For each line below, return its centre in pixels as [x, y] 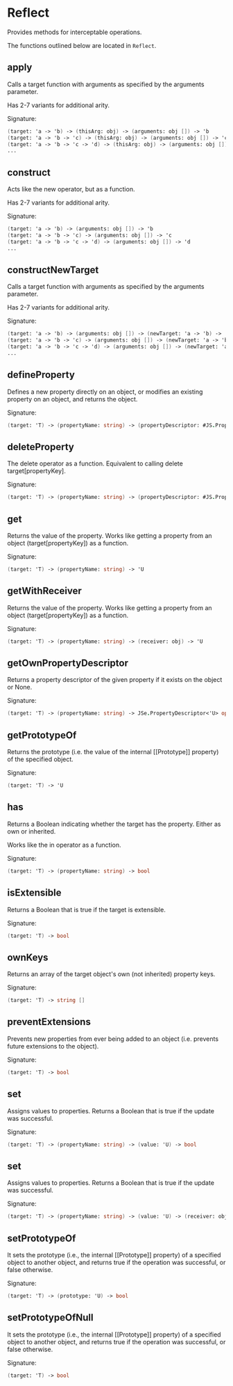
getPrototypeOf [42, 735]
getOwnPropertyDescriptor [68, 663]
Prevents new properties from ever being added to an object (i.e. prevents [113, 1039]
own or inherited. [32, 831]
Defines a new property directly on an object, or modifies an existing [105, 392]
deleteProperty [41, 447]
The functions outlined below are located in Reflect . [82, 45]
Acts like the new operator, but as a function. [71, 189]
